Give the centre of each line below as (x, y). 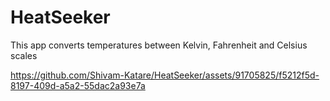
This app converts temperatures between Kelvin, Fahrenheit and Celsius (159, 45)
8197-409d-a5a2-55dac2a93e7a (78, 85)
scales (24, 55)
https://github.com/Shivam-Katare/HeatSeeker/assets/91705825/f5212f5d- (165, 75)
